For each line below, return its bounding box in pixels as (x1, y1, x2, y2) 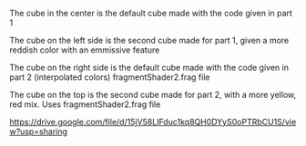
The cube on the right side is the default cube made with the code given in (9, 63, 290, 73)
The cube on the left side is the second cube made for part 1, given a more (9, 35, 290, 45)
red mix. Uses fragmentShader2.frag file (9, 99, 161, 110)
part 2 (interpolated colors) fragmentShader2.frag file (9, 72, 210, 83)
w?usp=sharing (9, 126, 68, 137)
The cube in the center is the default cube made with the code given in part (9, 8, 293, 18)
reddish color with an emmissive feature (9, 44, 160, 55)
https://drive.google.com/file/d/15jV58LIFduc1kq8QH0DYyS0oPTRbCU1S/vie (9, 117, 297, 127)
